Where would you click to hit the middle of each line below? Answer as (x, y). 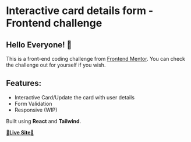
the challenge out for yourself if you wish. (56, 65)
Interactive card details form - (80, 11)
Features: (24, 83)
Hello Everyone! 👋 (39, 45)
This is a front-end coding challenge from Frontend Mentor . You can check (95, 59)
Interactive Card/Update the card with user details (75, 97)
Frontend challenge (54, 23)
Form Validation (33, 103)
